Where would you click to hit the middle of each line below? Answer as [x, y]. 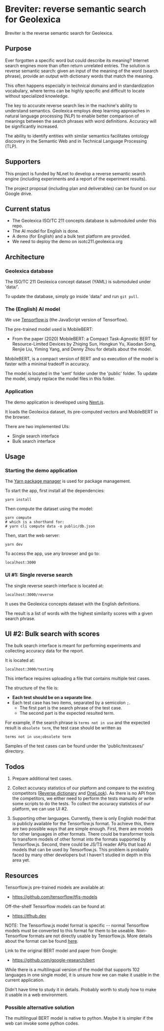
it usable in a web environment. [37, 995]
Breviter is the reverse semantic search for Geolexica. [59, 33]
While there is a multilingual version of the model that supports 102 [72, 970]
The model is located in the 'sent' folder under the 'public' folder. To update [81, 374]
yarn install [18, 500]
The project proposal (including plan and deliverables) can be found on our [81, 188]
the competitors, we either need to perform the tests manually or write [83, 798]
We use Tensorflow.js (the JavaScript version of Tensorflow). [67, 320]
